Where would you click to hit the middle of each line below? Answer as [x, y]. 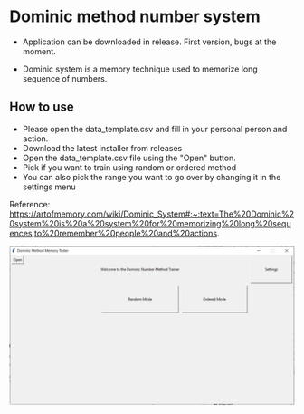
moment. [39, 51]
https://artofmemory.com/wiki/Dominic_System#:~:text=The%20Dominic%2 [152, 214]
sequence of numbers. [65, 78]
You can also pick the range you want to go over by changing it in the [152, 177]
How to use [42, 107]
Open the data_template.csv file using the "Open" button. [129, 158]
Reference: [30, 204]
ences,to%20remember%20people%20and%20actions [114, 233]
